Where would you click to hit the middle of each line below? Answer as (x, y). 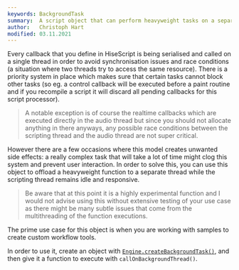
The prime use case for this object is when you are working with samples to (118, 230)
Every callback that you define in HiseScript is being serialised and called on (119, 54)
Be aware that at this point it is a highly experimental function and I (122, 193)
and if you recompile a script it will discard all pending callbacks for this (112, 92)
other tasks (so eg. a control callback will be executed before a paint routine (119, 84)
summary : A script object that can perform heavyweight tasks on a (111, 21)
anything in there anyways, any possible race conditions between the (126, 128)
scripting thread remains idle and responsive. (74, 180)
